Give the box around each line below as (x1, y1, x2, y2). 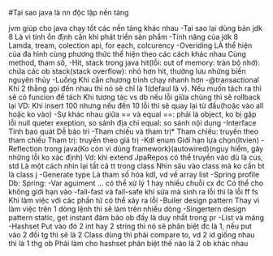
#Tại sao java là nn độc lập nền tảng (8, 8, 129, 17)
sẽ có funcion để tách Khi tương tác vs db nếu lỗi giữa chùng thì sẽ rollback (8, 92, 262, 101)
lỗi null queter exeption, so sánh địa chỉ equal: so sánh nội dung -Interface (8, 118, 257, 127)
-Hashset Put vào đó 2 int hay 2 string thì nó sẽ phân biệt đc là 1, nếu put (8, 221, 252, 231)
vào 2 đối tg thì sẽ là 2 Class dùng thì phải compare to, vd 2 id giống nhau (8, 230, 255, 239)
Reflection (8, 144, 43, 153)
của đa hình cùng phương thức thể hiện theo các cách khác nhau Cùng (8, 49, 246, 58)
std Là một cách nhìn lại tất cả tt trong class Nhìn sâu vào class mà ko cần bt (8, 161, 265, 170)
